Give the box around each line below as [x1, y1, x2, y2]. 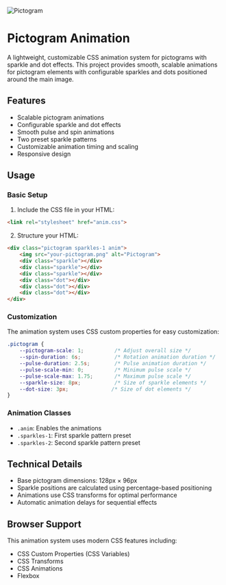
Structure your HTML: [16, 231, 79, 240]
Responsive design [16, 150, 71, 158]
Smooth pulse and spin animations [16, 128, 115, 136]
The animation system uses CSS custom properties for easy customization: [7, 328, 219, 336]
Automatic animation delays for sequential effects [16, 498, 158, 507]
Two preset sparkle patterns [16, 135, 97, 144]
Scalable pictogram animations [16, 113, 105, 122]
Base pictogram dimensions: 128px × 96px [16, 477, 138, 485]
